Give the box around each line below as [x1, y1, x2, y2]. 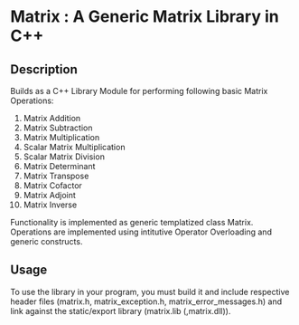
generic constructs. [10, 236, 83, 246]
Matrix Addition [23, 113, 81, 123]
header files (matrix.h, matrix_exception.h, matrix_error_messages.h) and [10, 296, 283, 307]
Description [10, 62, 78, 77]
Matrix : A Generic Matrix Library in [10, 6, 279, 27]
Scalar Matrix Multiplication [23, 142, 126, 152]
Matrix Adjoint [23, 190, 76, 200]
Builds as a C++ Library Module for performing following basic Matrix [10, 86, 268, 96]
